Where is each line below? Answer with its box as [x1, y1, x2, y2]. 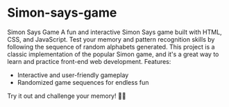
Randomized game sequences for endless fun [17, 78, 149, 86]
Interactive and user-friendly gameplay [17, 71, 129, 79]
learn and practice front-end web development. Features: [7, 57, 171, 65]
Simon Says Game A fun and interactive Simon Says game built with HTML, [7, 28, 222, 36]
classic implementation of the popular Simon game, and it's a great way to [7, 50, 219, 58]
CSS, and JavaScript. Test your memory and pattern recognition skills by [7, 35, 215, 43]
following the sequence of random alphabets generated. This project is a [7, 42, 215, 51]
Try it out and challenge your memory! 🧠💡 [7, 92, 126, 100]
